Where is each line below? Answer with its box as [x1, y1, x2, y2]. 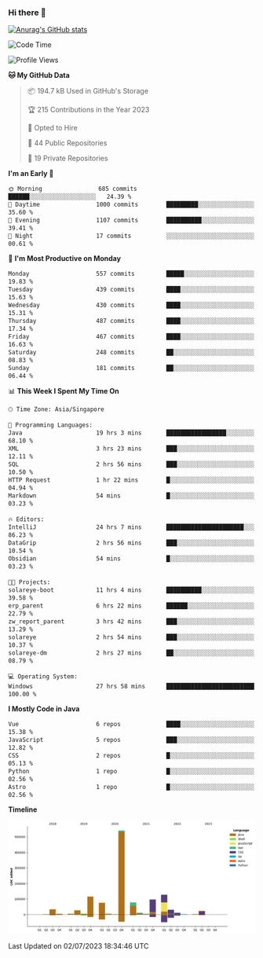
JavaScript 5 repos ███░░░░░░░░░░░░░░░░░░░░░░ [8, 736, 255, 744]
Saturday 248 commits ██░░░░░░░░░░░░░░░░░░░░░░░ [8, 349, 255, 357]
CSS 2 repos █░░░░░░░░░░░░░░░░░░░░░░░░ [8, 752, 255, 760]
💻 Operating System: [8, 673, 79, 681]
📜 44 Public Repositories [27, 138, 108, 148]
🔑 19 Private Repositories [27, 153, 108, 163]
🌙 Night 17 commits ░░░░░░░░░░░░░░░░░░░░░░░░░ [8, 232, 255, 240]
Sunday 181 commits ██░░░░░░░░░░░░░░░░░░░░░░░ [8, 365, 255, 373]
